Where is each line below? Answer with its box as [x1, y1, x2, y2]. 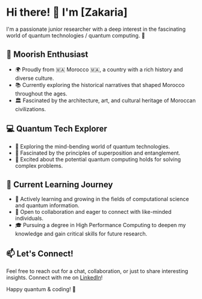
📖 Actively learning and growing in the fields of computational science [14, 196, 189, 203]
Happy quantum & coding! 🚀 [6, 286, 77, 293]
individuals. [14, 214, 44, 222]
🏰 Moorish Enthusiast [6, 50, 89, 60]
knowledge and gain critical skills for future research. [14, 230, 148, 237]
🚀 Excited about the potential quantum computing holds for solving [14, 155, 181, 162]
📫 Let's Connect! [6, 248, 74, 259]
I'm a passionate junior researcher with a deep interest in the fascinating [6, 25, 186, 33]
